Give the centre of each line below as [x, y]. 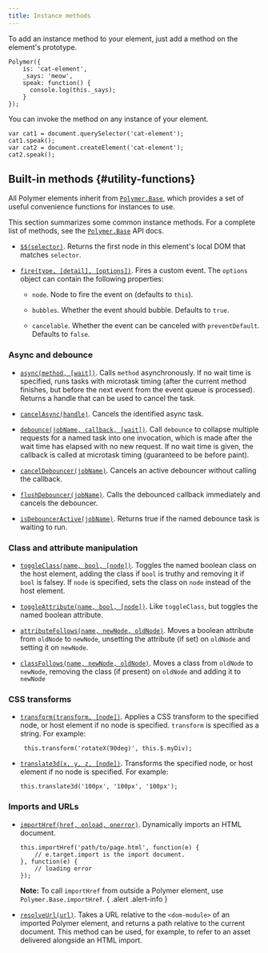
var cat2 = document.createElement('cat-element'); [96, 148]
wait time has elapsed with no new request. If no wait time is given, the [136, 446]
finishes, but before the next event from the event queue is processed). [137, 389]
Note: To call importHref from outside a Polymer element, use [122, 890]
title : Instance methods [50, 16]
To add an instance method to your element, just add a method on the [123, 39]
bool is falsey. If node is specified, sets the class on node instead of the [135, 582]
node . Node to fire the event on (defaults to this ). [112, 294]
